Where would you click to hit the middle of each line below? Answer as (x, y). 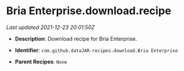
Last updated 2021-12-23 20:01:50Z (50, 27)
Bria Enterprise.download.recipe (89, 11)
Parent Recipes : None (41, 62)
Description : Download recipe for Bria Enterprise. (76, 38)
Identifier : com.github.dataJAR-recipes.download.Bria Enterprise (96, 50)
